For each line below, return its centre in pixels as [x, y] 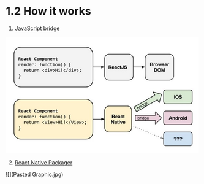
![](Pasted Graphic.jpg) [35, 174]
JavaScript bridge [37, 28]
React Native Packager [43, 163]
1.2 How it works [48, 11]
